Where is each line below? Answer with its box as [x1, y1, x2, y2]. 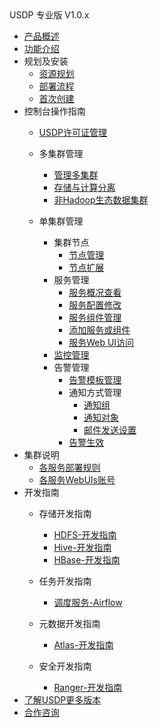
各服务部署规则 [38, 462, 101, 473]
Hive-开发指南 [53, 542, 112, 553]
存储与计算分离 [53, 182, 116, 193]
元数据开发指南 [38, 618, 101, 629]
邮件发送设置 [83, 424, 137, 436]
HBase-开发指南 [53, 554, 121, 566]
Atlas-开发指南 [53, 639, 114, 651]
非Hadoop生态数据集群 [53, 194, 149, 206]
